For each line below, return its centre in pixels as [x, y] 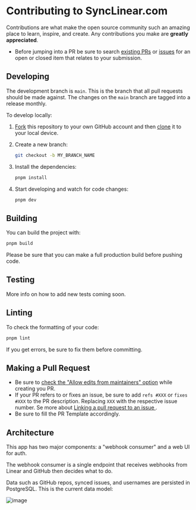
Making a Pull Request [48, 368]
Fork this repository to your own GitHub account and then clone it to [98, 127]
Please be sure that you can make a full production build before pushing [94, 255]
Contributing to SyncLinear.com [87, 11]
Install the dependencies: [46, 166]
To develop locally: [29, 115]
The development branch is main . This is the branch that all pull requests [94, 91]
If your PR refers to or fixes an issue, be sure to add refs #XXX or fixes [101, 395]
